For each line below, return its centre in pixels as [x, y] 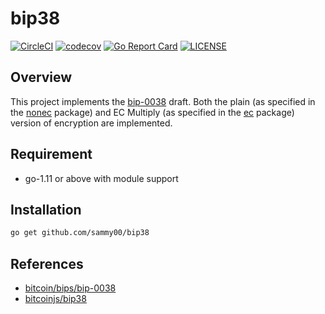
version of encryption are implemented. [91, 123]
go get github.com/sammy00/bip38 [80, 233]
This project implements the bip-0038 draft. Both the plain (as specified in [163, 101]
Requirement [51, 154]
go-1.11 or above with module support [101, 178]
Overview [41, 77]
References [47, 263]
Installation [46, 209]
